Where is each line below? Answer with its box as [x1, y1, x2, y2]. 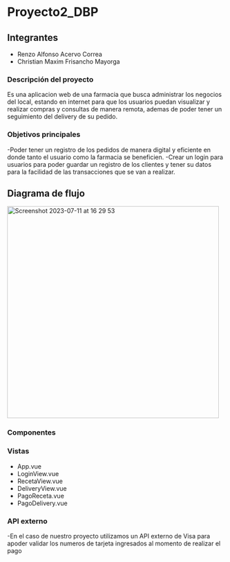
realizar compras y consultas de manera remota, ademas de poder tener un [7, 105, 222, 114]
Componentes [7, 428, 57, 437]
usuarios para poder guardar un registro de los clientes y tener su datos [7, 160, 212, 168]
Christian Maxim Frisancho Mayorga [17, 57, 120, 66]
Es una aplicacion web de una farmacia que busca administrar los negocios [7, 91, 222, 99]
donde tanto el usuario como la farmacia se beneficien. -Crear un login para [7, 153, 223, 161]
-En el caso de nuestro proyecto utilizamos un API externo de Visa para [7, 532, 211, 540]
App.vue [17, 462, 41, 471]
